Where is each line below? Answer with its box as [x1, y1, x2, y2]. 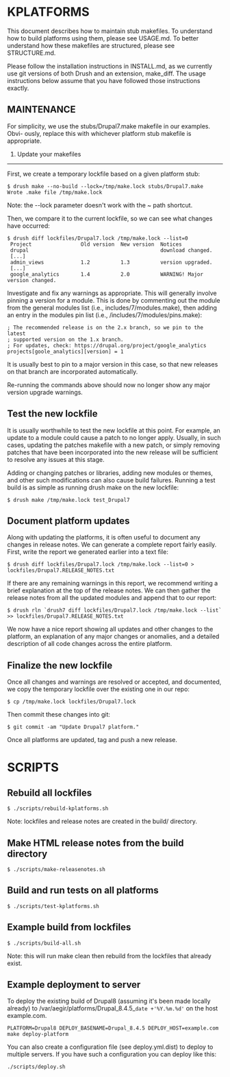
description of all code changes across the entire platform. [7, 640, 172, 648]
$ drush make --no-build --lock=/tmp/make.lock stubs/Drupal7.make [7, 183, 204, 189]
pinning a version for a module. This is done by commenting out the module [7, 296, 220, 304]
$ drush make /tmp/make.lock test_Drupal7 [7, 496, 130, 503]
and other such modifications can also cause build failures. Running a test [7, 476, 216, 484]
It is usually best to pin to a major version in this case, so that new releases [7, 360, 218, 368]
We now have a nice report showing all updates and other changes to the [7, 625, 214, 634]
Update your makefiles [16, 150, 81, 158]
